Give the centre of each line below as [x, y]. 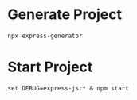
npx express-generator [45, 36]
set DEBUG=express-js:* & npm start [68, 88]
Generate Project [65, 15]
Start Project [50, 67]
